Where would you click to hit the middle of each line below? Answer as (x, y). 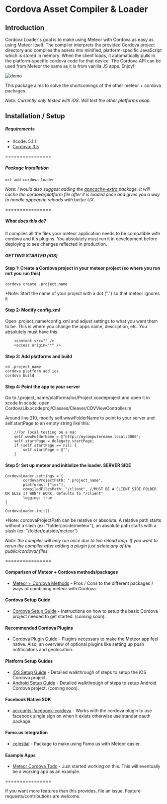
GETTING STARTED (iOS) (32, 255)
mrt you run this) (23, 274)
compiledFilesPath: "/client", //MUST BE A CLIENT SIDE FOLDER (90, 489)
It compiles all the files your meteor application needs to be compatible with (83, 234)
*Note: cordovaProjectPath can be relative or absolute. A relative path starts (83, 520)
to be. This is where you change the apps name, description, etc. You (76, 327)
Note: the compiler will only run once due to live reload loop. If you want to (82, 540)
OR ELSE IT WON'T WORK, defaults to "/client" (54, 493)
